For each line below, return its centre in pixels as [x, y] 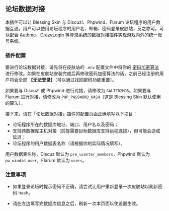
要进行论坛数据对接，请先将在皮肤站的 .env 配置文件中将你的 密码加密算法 [82, 67]
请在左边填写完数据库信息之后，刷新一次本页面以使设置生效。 [76, 203]
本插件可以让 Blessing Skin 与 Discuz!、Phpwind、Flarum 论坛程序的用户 [81, 22]
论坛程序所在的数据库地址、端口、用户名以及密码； [65, 124]
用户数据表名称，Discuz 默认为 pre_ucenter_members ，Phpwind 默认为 [77, 154]
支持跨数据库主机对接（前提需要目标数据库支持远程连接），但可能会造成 [86, 131]
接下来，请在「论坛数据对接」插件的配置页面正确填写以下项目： [71, 114]
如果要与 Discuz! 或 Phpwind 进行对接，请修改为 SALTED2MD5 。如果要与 [78, 91]
